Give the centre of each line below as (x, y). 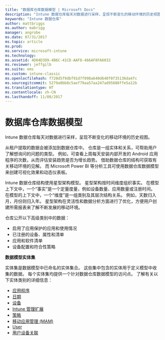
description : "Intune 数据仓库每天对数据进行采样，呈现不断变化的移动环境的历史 (79, 14)
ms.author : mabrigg (25, 28)
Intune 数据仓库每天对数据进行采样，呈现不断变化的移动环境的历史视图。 (79, 137)
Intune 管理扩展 (28, 309)
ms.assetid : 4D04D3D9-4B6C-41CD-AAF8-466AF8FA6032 (58, 60)
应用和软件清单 (27, 241)
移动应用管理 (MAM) (33, 321)
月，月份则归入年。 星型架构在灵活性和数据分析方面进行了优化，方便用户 (79, 201)
